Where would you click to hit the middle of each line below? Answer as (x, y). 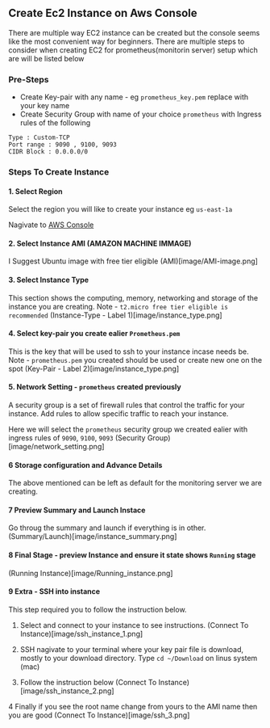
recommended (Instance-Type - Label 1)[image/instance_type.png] (116, 315)
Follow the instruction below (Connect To (88, 682)
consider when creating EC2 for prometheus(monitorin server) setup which (133, 50)
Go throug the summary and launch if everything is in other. (107, 528)
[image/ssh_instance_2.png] (67, 691)
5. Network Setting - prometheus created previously (95, 387)
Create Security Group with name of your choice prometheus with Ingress (141, 114)
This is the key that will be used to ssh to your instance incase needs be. (129, 351)
